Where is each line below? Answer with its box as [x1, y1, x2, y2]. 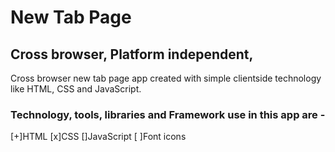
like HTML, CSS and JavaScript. [10, 83, 142, 95]
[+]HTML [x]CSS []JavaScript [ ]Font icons [10, 131, 187, 143]
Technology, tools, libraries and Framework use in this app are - [10, 107, 326, 121]
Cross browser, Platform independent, [10, 46, 254, 63]
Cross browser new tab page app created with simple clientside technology [10, 72, 322, 84]
